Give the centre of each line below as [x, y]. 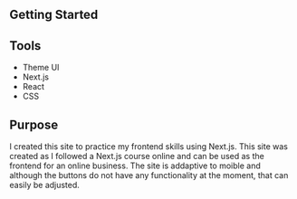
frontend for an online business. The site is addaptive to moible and [135, 166]
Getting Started [54, 15]
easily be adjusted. [44, 185]
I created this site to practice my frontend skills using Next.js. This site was [148, 147]
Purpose [34, 124]
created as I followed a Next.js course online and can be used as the [137, 156]
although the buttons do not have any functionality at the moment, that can [149, 175]
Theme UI [41, 68]
